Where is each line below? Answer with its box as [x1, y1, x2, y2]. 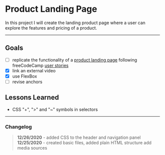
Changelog [5, 123, 32, 130]
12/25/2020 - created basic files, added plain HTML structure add [17, 140, 152, 146]
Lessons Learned [5, 93, 59, 102]
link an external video [12, 67, 56, 73]
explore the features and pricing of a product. [5, 25, 97, 31]
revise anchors [12, 79, 43, 85]
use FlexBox [12, 73, 37, 79]
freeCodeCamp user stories [12, 62, 69, 68]
